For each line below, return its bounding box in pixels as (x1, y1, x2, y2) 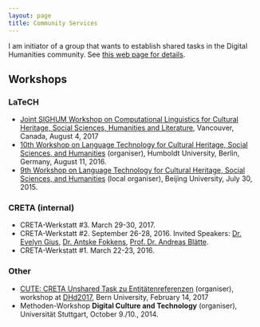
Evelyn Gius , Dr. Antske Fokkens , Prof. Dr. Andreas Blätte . (19, 237, 209, 247)
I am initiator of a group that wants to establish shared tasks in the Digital (8, 41, 248, 50)
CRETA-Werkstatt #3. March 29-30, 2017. (19, 220, 156, 230)
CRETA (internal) (8, 203, 75, 214)
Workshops (8, 73, 68, 86)
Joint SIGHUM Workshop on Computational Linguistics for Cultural (19, 115, 239, 124)
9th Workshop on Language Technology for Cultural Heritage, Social (19, 165, 246, 175)
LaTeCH (8, 97, 40, 108)
